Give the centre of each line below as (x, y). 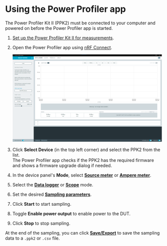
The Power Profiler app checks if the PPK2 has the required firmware (83, 161)
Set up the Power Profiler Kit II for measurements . (63, 38)
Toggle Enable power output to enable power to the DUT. (71, 214)
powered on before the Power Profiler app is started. (59, 28)
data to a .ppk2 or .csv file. (33, 238)
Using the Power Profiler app (66, 9)
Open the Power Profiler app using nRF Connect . (62, 47)
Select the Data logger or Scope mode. (53, 185)
